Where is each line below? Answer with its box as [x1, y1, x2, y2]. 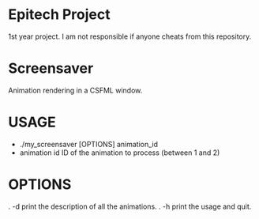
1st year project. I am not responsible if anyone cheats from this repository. [8, 32, 252, 41]
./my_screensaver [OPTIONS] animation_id [19, 139, 159, 149]
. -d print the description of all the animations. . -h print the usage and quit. [8, 202, 252, 211]
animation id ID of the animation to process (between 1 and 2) [19, 148, 220, 157]
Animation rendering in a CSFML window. [8, 85, 143, 95]
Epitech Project [8, 6, 111, 24]
